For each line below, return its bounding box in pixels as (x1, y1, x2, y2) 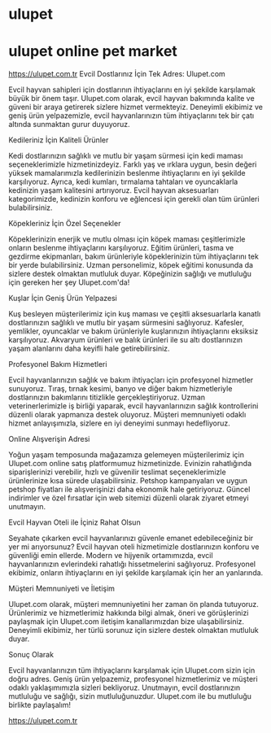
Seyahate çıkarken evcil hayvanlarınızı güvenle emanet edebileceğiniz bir (8, 534, 254, 543)
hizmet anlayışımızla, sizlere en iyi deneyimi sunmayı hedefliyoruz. (8, 418, 230, 428)
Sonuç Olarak (8, 650, 55, 660)
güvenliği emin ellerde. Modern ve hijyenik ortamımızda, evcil (8, 551, 213, 561)
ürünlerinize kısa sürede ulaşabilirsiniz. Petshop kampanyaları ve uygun (8, 476, 248, 486)
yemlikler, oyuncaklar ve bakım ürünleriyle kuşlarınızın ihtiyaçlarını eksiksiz (8, 326, 259, 336)
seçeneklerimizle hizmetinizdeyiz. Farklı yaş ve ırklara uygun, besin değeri (8, 159, 257, 169)
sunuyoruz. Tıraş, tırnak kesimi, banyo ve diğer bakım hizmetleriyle (8, 384, 233, 394)
